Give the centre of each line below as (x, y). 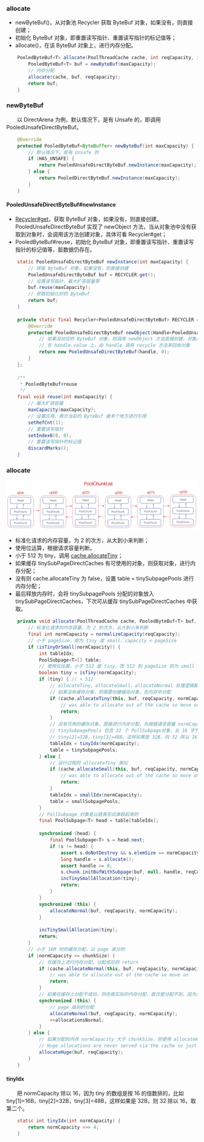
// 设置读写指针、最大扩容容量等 (64, 281)
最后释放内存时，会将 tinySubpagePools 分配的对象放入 (85, 594)
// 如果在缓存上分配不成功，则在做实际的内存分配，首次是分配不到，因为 (117, 994)
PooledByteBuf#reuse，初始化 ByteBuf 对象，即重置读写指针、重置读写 (104, 241)
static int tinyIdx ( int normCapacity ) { (69, 1121)
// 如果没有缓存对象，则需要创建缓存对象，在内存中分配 (110, 692)
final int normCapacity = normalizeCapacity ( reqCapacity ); (104, 634)
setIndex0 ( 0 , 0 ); (50, 435)
